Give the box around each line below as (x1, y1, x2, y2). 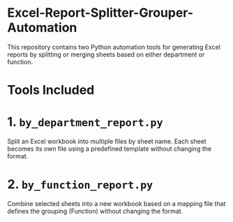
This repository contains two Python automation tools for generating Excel (7, 43, 221, 51)
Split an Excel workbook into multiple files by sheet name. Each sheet (7, 138, 207, 146)
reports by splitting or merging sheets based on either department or (7, 50, 205, 59)
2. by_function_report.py (7, 177, 153, 193)
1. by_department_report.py (7, 114, 163, 130)
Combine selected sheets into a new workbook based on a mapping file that (7, 200, 226, 207)
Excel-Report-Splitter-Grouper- (7, 5, 194, 21)
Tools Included (7, 82, 95, 98)
